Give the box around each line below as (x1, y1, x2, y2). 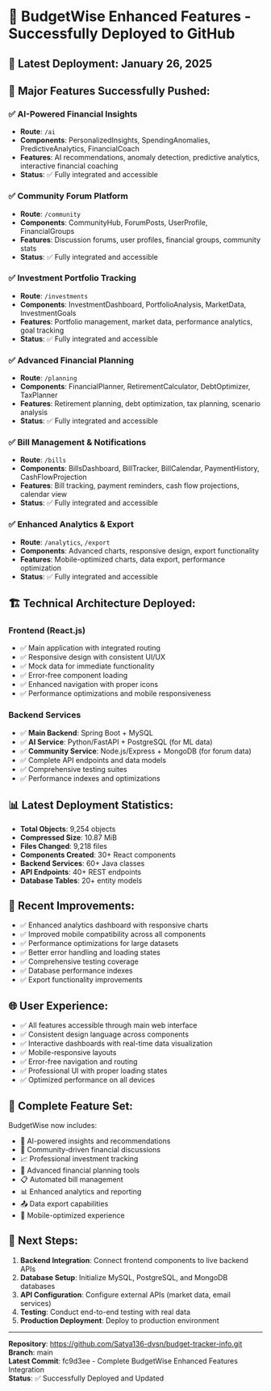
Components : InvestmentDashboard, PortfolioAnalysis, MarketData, (19, 299, 247, 309)
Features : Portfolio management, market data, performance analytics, (19, 316, 252, 326)
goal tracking (19, 325, 65, 335)
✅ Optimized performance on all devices (19, 1075, 156, 1085)
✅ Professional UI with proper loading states (19, 1066, 168, 1075)
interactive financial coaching (19, 161, 119, 171)
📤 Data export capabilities (19, 1198, 109, 1208)
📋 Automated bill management (19, 1174, 123, 1184)
